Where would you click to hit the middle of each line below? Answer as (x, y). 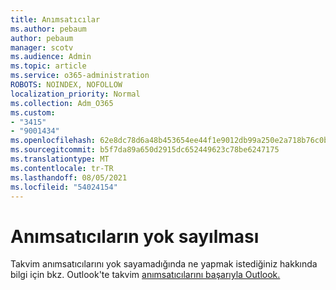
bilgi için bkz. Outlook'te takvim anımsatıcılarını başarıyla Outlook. (145, 275)
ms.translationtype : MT (60, 159)
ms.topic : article (48, 66)
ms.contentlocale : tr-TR (62, 168)
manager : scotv (42, 47)
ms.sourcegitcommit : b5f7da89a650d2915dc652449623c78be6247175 (145, 150)
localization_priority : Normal (75, 94)
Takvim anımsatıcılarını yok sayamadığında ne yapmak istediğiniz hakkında (164, 264)
